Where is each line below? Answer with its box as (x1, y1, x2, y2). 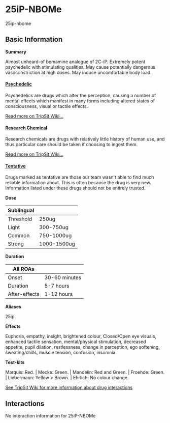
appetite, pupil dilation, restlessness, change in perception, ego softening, (5, 344, 160, 350)
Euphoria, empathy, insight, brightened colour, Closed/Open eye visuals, (5, 333, 156, 340)
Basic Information (5, 35, 63, 44)
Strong (8, 240, 24, 247)
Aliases (5, 304, 22, 310)
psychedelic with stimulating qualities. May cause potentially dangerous (5, 64, 156, 70)
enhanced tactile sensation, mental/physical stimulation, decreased (5, 339, 146, 345)
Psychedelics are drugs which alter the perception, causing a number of (5, 92, 156, 98)
